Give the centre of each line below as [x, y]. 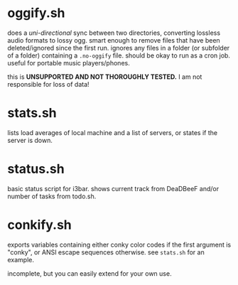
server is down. [30, 140]
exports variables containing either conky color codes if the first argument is [119, 244]
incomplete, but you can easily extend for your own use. [90, 273]
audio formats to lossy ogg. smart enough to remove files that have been [114, 40]
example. [21, 259]
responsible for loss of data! [49, 84]
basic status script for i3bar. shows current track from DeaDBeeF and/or [113, 188]
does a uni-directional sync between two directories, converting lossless [114, 33]
